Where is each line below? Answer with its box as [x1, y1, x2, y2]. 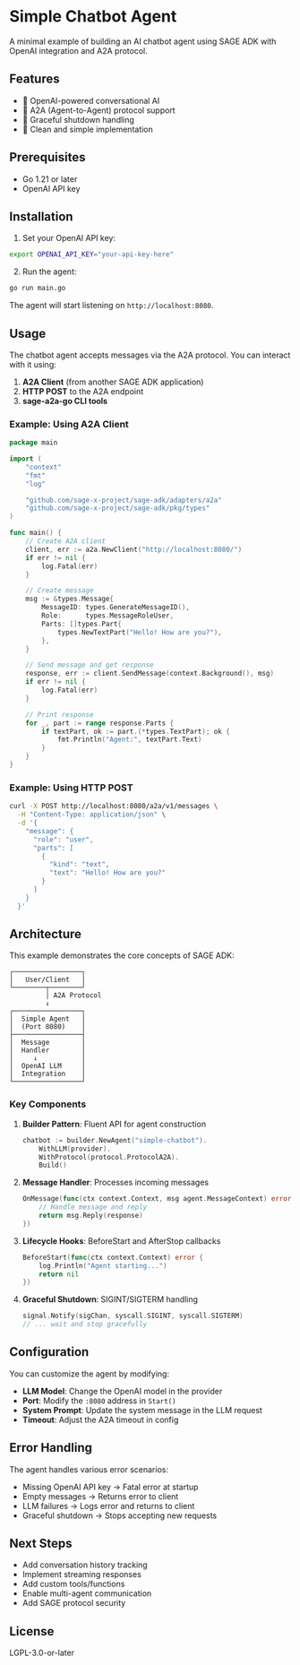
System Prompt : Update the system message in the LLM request [21, 1404, 262, 1415]
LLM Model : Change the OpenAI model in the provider [21, 1385, 223, 1396]
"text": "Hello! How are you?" [48, 868, 167, 877]
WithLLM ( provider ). [39, 1144, 112, 1153]
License [9, 1624, 55, 1639]
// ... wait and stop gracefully [21, 1320, 148, 1329]
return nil [39, 1270, 80, 1279]
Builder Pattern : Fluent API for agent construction [21, 1118, 207, 1129]
